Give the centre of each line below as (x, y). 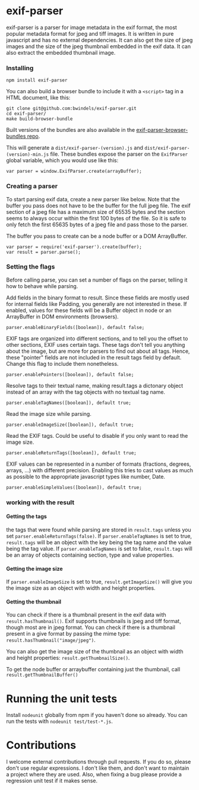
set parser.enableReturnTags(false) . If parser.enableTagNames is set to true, (99, 536)
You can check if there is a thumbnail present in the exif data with (86, 615)
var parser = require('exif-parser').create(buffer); (74, 247)
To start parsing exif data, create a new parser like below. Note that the (93, 199)
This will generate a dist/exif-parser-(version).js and (75, 148)
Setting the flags (31, 267)
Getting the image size (35, 568)
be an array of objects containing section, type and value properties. (90, 555)
